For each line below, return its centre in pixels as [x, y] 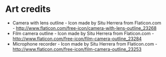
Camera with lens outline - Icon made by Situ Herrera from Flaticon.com [87, 23]
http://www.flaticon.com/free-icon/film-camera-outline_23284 [77, 39]
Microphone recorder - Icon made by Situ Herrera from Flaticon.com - [85, 44]
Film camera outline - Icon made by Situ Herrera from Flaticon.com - [83, 33]
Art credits [28, 9]
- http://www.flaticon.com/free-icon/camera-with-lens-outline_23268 [85, 28]
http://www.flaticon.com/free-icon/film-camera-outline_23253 [77, 49]
